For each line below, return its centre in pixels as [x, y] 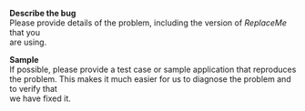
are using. [28, 42]
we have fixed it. [40, 98]
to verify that [33, 89]
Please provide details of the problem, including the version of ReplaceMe [148, 23]
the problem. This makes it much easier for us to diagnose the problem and [150, 79]
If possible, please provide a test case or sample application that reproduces [153, 69]
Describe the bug [43, 13]
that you [25, 32]
